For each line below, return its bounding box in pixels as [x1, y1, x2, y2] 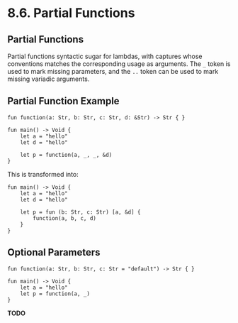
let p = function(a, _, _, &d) [20, 151, 113, 158]
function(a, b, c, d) [33, 214, 97, 221]
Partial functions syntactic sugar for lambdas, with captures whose [7, 52, 203, 60]
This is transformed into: [7, 170, 79, 178]
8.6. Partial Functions [7, 5, 135, 21]
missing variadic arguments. [7, 75, 90, 83]
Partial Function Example [7, 95, 120, 107]
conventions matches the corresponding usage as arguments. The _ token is [7, 60, 231, 68]
